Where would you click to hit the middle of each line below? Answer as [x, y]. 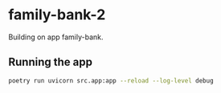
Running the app [50, 62]
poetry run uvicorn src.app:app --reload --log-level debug [111, 81]
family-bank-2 [57, 15]
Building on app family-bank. [56, 37]
